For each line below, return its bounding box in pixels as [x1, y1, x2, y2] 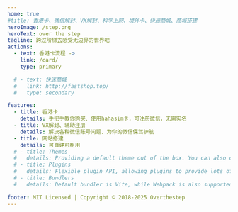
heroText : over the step [7, 30, 81, 38]
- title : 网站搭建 [13, 135, 64, 142]
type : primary [20, 63, 62, 70]
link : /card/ [20, 57, 59, 64]
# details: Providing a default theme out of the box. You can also [13, 155, 227, 162]
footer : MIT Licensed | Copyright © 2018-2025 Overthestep [7, 194, 186, 201]
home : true [7, 10, 40, 18]
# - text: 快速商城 [13, 76, 67, 83]
